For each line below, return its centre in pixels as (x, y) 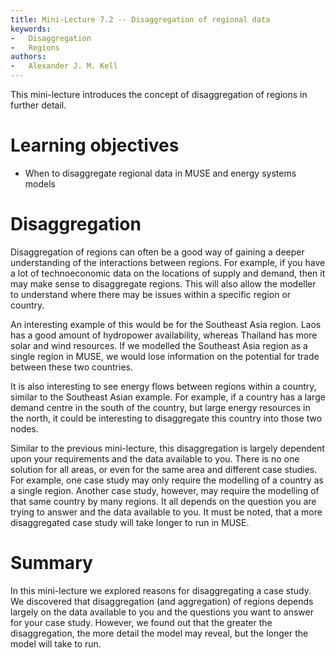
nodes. (24, 428)
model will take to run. (56, 643)
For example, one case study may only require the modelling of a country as (167, 480)
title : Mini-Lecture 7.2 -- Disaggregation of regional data (140, 19)
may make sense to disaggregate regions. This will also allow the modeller (163, 283)
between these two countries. (71, 367)
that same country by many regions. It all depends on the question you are (163, 501)
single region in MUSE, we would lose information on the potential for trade (165, 356)
